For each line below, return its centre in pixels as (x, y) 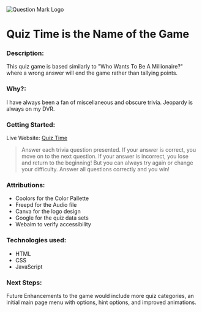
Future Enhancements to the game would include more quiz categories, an (100, 295)
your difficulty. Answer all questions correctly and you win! (95, 169)
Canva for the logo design (48, 212)
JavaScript (29, 267)
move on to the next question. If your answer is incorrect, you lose (105, 157)
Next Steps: (24, 283)
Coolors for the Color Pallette (52, 198)
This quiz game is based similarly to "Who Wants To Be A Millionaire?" (95, 67)
